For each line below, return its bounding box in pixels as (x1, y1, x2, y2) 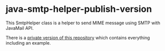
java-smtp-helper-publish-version (5, 3, 152, 15)
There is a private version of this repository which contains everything (5, 35, 150, 41)
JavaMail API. (5, 25, 34, 31)
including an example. (5, 40, 51, 46)
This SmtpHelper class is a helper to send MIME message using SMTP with (5, 20, 160, 26)
